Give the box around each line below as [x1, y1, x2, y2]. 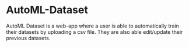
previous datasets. [6, 34, 51, 41]
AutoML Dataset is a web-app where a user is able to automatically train [6, 22, 180, 29]
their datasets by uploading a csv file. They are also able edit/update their [6, 28, 183, 35]
